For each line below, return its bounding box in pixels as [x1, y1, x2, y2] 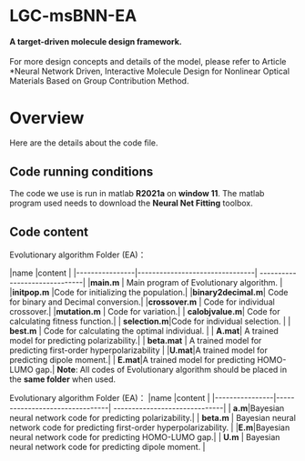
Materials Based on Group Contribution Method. [9, 75, 189, 86]
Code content [9, 224, 89, 239]
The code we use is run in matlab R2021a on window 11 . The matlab [9, 188, 265, 199]
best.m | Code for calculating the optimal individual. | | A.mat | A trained [9, 325, 280, 336]
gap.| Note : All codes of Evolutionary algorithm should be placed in [35, 364, 288, 375]
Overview [9, 107, 85, 128]
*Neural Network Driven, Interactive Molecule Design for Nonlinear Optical [9, 65, 290, 77]
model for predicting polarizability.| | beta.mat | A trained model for [9, 335, 262, 346]
